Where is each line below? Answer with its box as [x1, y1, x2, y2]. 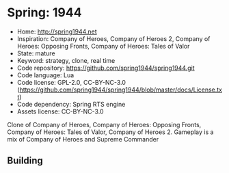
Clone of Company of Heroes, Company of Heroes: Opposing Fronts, [7, 120, 202, 129]
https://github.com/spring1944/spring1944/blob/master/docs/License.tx [19, 85, 222, 94]
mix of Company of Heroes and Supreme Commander [7, 135, 159, 143]
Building [7, 155, 43, 167]
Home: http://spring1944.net [16, 27, 97, 36]
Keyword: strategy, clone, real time [16, 56, 116, 64]
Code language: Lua [16, 70, 75, 79]
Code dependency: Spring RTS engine [16, 100, 126, 108]
